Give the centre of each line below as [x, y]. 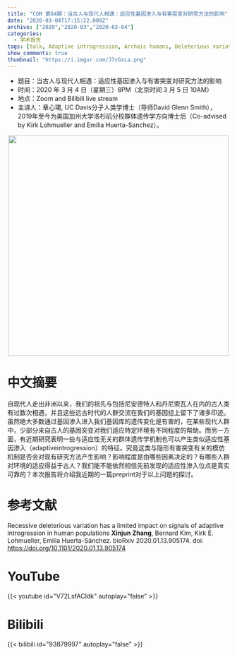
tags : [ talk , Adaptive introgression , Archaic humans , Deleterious [109, 47]
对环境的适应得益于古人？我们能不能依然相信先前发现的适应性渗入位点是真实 [119, 465]
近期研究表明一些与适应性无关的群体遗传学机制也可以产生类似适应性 [124, 439]
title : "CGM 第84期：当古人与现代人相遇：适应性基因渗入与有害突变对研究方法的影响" [117, 14]
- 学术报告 [28, 40]
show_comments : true [38, 54]
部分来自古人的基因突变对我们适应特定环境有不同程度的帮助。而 [119, 430]
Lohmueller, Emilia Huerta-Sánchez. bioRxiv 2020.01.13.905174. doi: [105, 540]
